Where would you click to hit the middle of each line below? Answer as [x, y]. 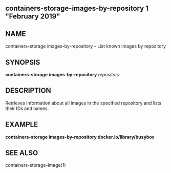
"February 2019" [33, 17]
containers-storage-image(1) [36, 165]
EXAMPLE [22, 125]
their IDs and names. [27, 108]
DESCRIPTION [28, 91]
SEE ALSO [22, 153]
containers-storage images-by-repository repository [62, 75]
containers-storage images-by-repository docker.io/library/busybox [80, 137]
